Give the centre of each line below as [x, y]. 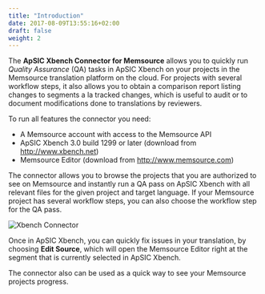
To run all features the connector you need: [80, 119]
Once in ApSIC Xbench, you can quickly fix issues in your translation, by [127, 240]
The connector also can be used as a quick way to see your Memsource [127, 273]
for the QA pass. [35, 210]
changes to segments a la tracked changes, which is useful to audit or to [128, 95]
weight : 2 [25, 38]
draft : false [30, 30]
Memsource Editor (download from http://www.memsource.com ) [127, 160]
